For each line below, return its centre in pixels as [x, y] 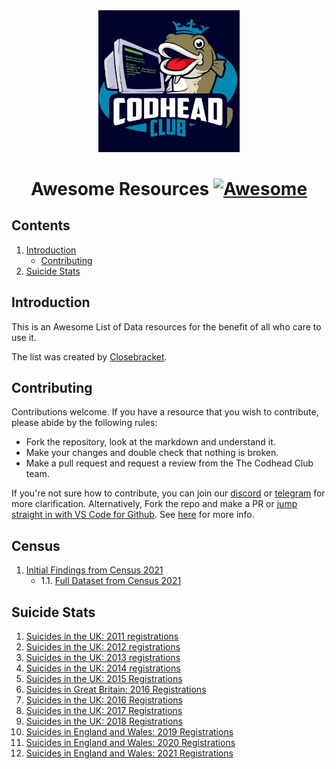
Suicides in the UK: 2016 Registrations [104, 700]
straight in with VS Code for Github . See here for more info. [133, 515]
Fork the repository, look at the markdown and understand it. [150, 442]
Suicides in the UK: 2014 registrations [103, 668]
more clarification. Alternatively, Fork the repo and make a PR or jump [154, 504]
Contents [41, 225]
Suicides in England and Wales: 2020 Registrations [130, 743]
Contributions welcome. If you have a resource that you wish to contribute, [165, 412]
